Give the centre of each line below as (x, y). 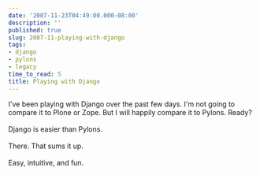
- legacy (22, 67)
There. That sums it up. (46, 146)
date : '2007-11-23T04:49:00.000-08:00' (74, 15)
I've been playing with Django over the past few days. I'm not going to (122, 104)
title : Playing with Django (54, 81)
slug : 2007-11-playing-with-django (67, 37)
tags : (17, 45)
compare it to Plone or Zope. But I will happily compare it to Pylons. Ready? (130, 112)
